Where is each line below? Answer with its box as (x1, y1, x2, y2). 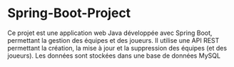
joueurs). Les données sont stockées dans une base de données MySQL (7, 51, 221, 60)
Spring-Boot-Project (7, 5, 131, 21)
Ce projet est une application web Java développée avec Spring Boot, (7, 29, 213, 37)
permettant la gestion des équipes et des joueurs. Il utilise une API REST (7, 36, 220, 44)
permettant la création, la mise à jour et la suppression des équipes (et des (7, 43, 227, 52)
